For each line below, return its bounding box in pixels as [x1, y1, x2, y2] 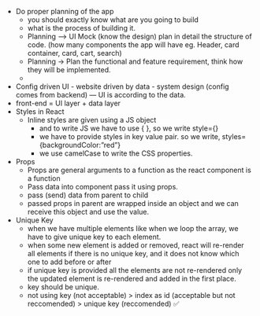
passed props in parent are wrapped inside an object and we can [27, 199, 239, 208]
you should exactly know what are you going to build [27, 15, 199, 24]
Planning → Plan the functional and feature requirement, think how [27, 57, 243, 66]
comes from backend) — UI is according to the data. [15, 90, 187, 99]
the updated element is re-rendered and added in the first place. [27, 274, 236, 283]
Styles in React [15, 107, 65, 116]
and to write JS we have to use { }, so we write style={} [39, 123, 219, 133]
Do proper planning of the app [15, 7, 114, 16]
